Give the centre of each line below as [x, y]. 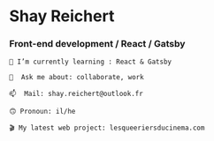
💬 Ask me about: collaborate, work [76, 78]
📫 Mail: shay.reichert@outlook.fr [76, 94]
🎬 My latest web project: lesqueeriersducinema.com [107, 128]
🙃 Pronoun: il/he [42, 112]
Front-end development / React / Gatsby [97, 44]
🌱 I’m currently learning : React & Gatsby [91, 62]
